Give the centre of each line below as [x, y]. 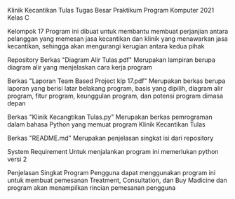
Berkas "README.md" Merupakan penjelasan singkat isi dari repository [110, 138]
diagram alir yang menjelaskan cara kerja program [80, 67]
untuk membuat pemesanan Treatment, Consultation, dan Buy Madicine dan [117, 180]
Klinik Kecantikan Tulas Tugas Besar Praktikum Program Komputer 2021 [111, 10]
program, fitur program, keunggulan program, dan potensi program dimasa [115, 96]
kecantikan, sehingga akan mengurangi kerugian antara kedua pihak [106, 46]
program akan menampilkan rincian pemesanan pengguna [92, 188]
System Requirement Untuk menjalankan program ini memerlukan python [113, 152]
